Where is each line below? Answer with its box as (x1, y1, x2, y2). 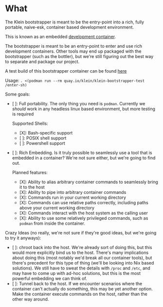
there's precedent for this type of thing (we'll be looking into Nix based (12, 260, 154, 266)
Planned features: (12, 169, 48, 175)
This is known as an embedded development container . (5, 34, 116, 39)
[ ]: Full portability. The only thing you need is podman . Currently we (12, 100, 145, 106)
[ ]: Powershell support (19, 140, 66, 146)
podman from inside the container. (19, 220, 85, 226)
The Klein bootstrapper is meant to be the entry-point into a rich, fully (5, 19, 145, 25)
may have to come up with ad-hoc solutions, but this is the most (12, 270, 141, 276)
